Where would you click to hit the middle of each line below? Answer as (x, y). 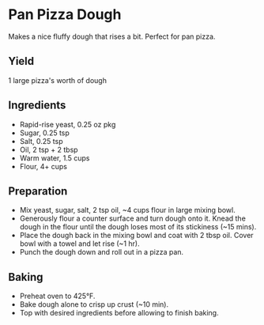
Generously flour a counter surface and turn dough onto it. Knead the (133, 218)
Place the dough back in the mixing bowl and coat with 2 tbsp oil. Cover (137, 236)
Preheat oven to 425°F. (57, 296)
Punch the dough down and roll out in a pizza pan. (102, 252)
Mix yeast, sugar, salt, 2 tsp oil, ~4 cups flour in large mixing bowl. (127, 210)
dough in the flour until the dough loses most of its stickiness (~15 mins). (138, 227)
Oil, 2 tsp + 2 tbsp (49, 149)
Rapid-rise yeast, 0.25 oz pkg (68, 124)
